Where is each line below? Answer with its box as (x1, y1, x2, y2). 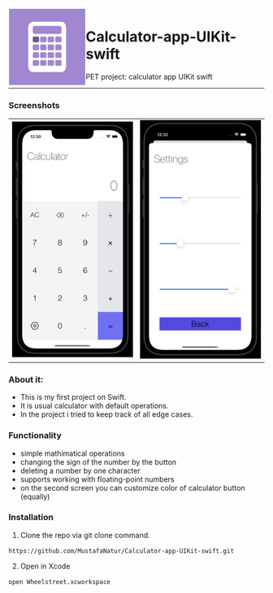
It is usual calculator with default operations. (19, 401, 169, 411)
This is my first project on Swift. (19, 392, 127, 402)
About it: (8, 374, 44, 385)
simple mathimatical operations (19, 448, 125, 458)
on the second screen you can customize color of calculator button (19, 483, 245, 492)
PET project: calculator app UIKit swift (85, 71, 213, 81)
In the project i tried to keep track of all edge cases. (19, 409, 193, 419)
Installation (8, 512, 54, 523)
